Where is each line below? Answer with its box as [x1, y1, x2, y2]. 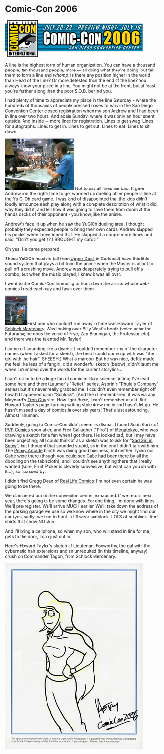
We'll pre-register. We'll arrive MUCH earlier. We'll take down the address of [5, 503, 158, 509]
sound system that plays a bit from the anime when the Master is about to [5, 260, 154, 266]
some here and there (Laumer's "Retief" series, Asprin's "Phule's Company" [5, 381, 159, 387]
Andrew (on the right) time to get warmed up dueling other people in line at [5, 190, 157, 196]
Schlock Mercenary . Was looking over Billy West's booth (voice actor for [5, 326, 151, 331]
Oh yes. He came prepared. [5, 246, 61, 252]
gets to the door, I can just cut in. [5, 533, 71, 539]
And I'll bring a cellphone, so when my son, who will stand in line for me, [5, 528, 151, 534]
